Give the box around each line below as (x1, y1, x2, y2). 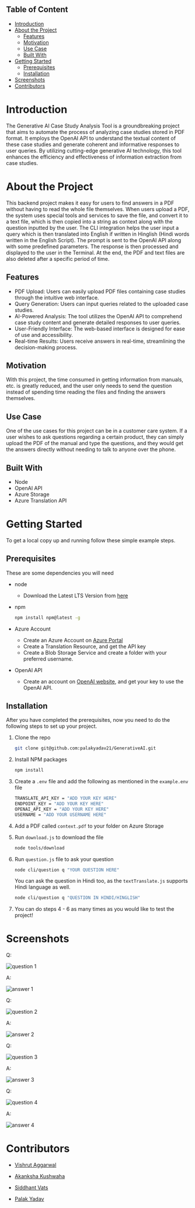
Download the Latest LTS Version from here (23, 592, 128, 599)
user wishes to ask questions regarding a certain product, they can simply (6, 433, 184, 440)
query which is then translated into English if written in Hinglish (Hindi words (6, 230, 190, 238)
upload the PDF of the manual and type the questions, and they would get (6, 440, 184, 447)
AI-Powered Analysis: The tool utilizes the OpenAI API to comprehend (14, 312, 182, 319)
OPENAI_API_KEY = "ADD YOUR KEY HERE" (14, 806, 109, 812)
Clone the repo (14, 734, 51, 741)
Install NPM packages (14, 756, 67, 763)
